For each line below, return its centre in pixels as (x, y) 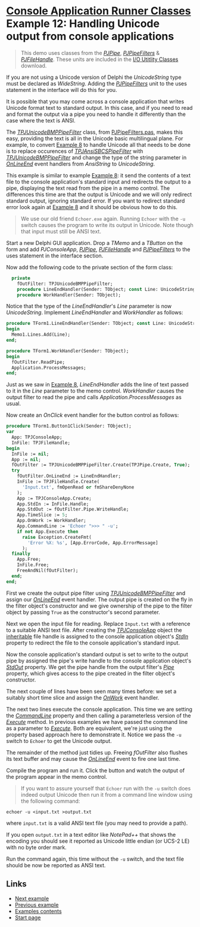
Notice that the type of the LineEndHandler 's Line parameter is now (89, 306)
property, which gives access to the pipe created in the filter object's (91, 673)
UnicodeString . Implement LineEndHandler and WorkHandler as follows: (95, 312)
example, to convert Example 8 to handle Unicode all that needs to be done (99, 145)
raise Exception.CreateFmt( (57, 537)
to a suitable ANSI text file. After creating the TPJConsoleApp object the (94, 630)
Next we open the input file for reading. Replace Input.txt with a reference (98, 624)
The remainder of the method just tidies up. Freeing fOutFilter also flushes (97, 752)
